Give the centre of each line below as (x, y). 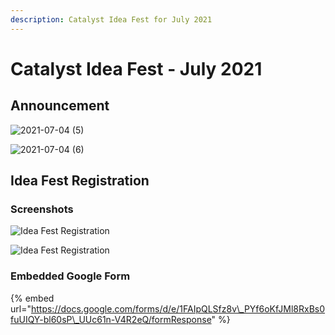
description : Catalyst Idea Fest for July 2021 (111, 19)
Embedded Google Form (70, 276)
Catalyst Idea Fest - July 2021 (136, 68)
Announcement (60, 106)
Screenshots (42, 209)
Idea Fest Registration (80, 181)
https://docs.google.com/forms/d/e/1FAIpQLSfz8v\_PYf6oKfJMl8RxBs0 (178, 308)
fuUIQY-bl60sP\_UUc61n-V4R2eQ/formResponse (111, 319)
